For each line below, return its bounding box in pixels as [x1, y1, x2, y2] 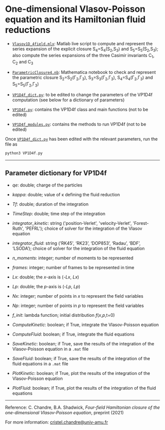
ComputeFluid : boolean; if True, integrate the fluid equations [12, 331, 135, 337]
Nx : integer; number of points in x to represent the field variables [12, 293, 143, 299]
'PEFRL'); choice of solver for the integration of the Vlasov [25, 225, 142, 231]
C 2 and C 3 [12, 59, 33, 66]
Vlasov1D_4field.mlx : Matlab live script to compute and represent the [12, 40, 153, 46]
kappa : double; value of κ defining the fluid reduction [12, 191, 120, 197]
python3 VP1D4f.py [5, 151, 43, 155]
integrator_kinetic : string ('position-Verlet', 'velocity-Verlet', [12, 220, 132, 226]
